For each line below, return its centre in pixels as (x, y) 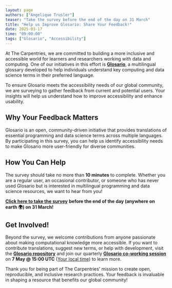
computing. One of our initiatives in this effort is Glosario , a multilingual (81, 64)
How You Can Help (35, 162)
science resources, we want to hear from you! (54, 191)
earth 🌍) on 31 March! (30, 207)
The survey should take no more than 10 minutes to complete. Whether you (85, 175)
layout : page (19, 10)
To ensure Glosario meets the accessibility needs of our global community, (84, 85)
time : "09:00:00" (24, 34)
